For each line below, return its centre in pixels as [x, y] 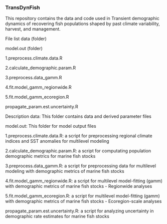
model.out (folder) [24, 49]
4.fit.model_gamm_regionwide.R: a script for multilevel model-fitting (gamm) [84, 181]
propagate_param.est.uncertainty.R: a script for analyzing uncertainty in [79, 211]
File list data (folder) [26, 39]
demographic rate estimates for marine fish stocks [57, 216]
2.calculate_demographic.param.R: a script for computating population [78, 151]
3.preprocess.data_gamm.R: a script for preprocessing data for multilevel [81, 166]
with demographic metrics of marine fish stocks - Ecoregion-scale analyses [83, 201]
